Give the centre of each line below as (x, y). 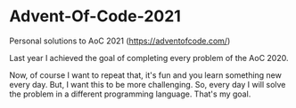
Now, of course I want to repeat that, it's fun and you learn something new (146, 75)
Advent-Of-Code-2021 (95, 16)
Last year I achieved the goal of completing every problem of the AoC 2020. (149, 58)
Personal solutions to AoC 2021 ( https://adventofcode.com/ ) (120, 41)
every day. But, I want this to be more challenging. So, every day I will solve (148, 84)
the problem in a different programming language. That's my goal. (130, 94)
